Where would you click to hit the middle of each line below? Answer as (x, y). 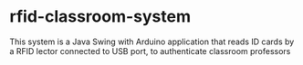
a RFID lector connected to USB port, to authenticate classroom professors (150, 51)
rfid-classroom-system (100, 17)
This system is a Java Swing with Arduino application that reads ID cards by (152, 42)
